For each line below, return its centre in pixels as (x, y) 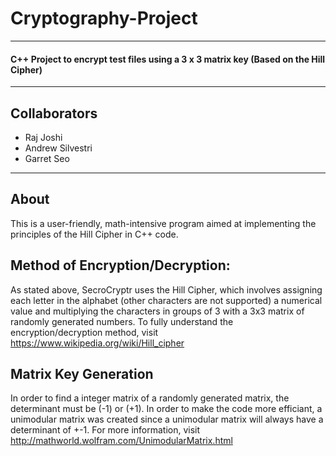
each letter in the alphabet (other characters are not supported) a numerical (166, 300)
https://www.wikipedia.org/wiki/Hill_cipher (97, 343)
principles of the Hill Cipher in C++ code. (94, 234)
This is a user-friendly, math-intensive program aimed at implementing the (163, 223)
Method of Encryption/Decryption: (120, 265)
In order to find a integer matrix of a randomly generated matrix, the (150, 398)
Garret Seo (47, 158)
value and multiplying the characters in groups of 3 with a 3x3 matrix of (157, 311)
